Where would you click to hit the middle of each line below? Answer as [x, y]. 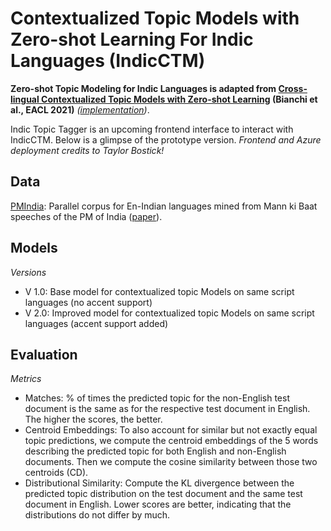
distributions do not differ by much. [97, 515]
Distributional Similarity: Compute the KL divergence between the [159, 483]
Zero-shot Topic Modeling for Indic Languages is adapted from [143, 88]
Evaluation [44, 354]
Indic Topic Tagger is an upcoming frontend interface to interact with [152, 129]
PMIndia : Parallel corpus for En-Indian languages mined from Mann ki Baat [164, 206]
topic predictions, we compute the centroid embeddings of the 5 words [171, 441]
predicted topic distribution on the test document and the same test [163, 494]
